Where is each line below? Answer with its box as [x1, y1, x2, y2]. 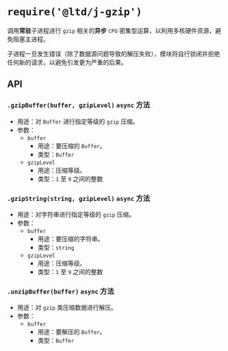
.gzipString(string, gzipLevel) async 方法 [7, 193, 151, 203]
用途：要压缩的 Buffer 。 [37, 141, 106, 149]
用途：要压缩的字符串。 [37, 234, 104, 243]
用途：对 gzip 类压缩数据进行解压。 [16, 304, 118, 312]
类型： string [37, 243, 75, 252]
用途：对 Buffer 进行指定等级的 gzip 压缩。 [16, 117, 139, 125]
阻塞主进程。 [12, 35, 49, 43]
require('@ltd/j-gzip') [7, 5, 142, 19]
